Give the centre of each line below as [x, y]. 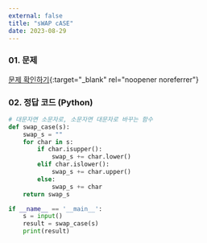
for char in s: [48, 142]
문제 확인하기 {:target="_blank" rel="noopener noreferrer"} [104, 79]
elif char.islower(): [74, 165]
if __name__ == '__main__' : [56, 209]
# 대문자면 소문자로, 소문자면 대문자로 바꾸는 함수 [81, 119]
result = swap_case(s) [61, 224]
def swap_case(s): [39, 127]
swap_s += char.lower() [91, 157]
